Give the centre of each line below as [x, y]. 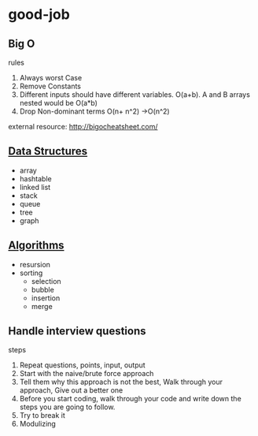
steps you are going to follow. [67, 407]
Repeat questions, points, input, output [82, 365]
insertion [46, 298]
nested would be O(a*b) [59, 103]
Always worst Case [51, 78]
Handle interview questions [77, 332]
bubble [43, 289]
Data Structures [48, 151]
